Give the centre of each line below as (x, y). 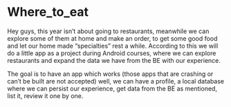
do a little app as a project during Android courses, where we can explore (112, 53)
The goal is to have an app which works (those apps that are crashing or (110, 74)
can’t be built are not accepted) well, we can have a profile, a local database (116, 81)
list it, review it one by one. (45, 96)
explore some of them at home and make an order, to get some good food (112, 38)
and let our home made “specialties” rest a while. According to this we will (113, 46)
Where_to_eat (48, 12)
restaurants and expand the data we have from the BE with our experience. (114, 60)
